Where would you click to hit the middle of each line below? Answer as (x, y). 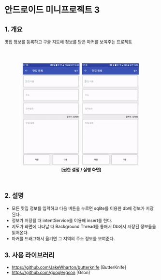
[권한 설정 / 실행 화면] (81, 169)
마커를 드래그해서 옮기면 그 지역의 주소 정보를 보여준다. (63, 238)
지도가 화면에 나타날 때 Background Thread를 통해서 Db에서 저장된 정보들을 (84, 226)
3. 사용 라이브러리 (29, 255)
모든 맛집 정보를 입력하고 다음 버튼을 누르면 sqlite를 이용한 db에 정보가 (78, 208)
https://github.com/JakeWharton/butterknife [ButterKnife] (69, 267)
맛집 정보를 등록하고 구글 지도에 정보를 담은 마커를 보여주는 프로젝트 (68, 42)
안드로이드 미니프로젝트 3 (52, 10)
